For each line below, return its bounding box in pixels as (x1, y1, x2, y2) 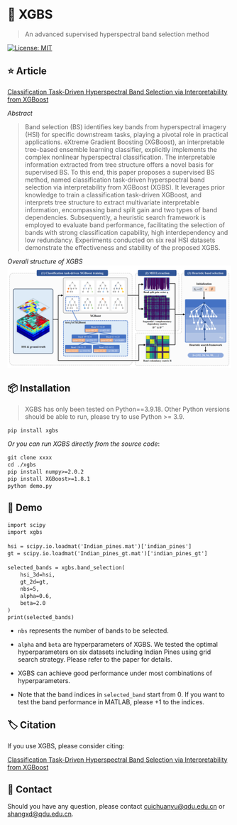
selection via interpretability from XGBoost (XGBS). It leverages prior (24, 182, 225, 191)
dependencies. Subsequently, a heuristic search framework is (24, 213, 206, 222)
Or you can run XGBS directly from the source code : (7, 439, 160, 448)
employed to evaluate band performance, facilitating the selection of (24, 220, 226, 229)
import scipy (7, 521, 46, 528)
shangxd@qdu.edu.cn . (7, 809, 74, 819)
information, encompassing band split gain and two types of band (24, 205, 218, 214)
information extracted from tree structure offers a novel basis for (24, 160, 214, 169)
